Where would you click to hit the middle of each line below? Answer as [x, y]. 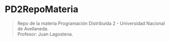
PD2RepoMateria [42, 9]
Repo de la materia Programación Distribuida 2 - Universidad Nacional [91, 23]
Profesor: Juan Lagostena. [45, 34]
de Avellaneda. [33, 28]
